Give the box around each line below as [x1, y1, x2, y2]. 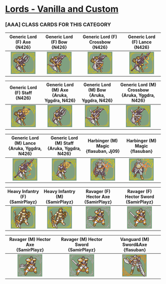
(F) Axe [15, 39, 31, 45]
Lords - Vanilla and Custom [5, 3, 119, 15]
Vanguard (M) [120, 236, 150, 242]
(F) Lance [131, 39, 152, 45]
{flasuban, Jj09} [85, 148, 120, 154]
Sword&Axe [122, 241, 147, 247]
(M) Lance [14, 140, 36, 146]
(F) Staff [14, 90, 32, 95]
